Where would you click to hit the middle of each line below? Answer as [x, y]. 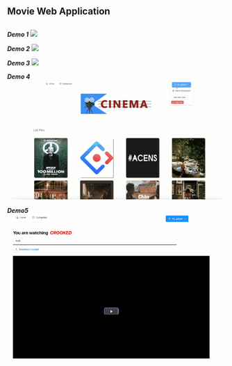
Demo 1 [18, 34]
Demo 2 [18, 49]
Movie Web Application [59, 11]
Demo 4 [19, 77]
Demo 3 [19, 63]
